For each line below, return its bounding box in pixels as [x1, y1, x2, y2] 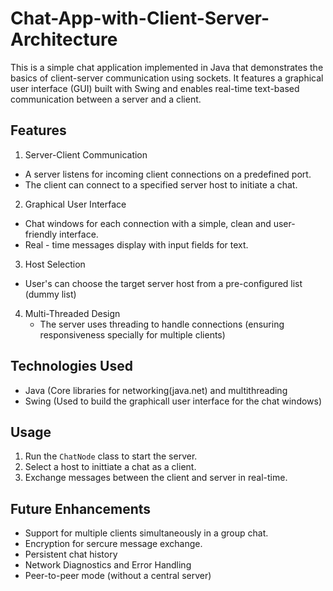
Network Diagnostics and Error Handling [24, 559, 192, 571]
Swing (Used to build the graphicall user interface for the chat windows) [24, 395, 323, 407]
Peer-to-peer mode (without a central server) [24, 570, 212, 582]
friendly [24, 228, 58, 240]
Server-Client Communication [24, 148, 148, 161]
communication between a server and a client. [10, 93, 202, 105]
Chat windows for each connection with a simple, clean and [24, 217, 272, 229]
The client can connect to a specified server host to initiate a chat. [24, 178, 298, 191]
